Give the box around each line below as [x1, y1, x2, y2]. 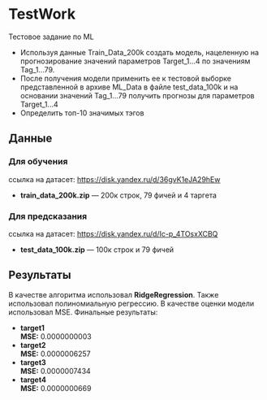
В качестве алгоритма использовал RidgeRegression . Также [8, 289, 219, 299]
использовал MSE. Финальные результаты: [8, 307, 158, 317]
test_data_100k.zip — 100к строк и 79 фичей [19, 245, 174, 254]
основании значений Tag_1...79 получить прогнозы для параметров [19, 90, 255, 100]
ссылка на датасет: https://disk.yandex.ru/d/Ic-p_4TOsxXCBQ [8, 228, 218, 238]
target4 [19, 375, 47, 385]
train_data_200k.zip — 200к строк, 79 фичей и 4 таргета [19, 190, 217, 200]
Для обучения [8, 156, 68, 167]
